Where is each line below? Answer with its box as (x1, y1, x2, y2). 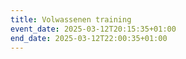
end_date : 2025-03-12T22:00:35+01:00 (10, 33, 168, 43)
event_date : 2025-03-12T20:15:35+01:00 (10, 24, 177, 34)
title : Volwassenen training (10, 14, 132, 25)
